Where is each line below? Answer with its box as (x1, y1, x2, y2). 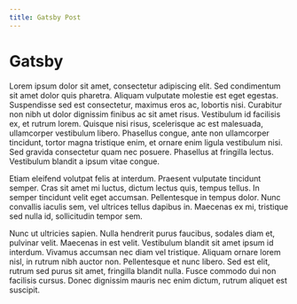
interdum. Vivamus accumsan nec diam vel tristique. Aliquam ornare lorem (9, 246, 281, 257)
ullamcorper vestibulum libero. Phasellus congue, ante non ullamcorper (9, 128, 270, 138)
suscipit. (9, 285, 41, 295)
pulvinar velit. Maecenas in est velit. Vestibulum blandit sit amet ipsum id (9, 237, 274, 248)
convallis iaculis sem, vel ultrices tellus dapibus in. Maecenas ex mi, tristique (9, 201, 289, 212)
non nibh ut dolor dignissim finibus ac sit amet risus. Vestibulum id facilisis (9, 108, 281, 120)
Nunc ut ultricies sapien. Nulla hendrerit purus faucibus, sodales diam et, (9, 228, 276, 238)
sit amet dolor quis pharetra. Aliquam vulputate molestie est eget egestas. (9, 90, 279, 100)
